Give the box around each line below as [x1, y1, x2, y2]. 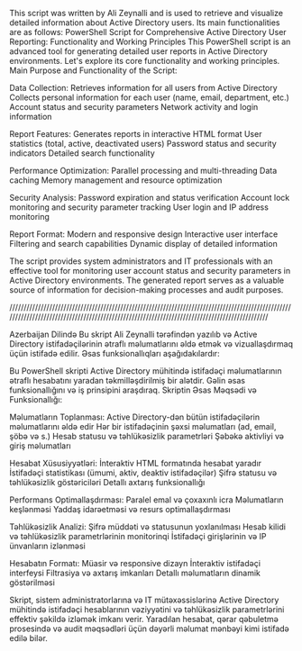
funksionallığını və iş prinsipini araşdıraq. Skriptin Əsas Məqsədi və [9, 384, 257, 395]
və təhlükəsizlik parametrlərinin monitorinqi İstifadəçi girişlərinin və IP [9, 531, 268, 541]
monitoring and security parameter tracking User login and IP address [9, 202, 269, 212]
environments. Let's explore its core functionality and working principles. [9, 56, 280, 66]
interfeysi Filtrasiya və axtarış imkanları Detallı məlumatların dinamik [9, 567, 261, 578]
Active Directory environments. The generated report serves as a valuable [9, 275, 285, 285]
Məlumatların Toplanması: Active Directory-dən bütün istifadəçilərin [9, 411, 261, 422]
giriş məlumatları [9, 440, 71, 451]
